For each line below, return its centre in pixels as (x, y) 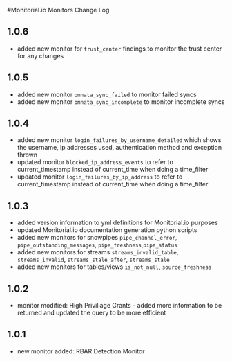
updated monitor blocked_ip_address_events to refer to (95, 162)
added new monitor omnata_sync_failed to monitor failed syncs (107, 94)
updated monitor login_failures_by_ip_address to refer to (100, 177)
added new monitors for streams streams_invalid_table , (98, 252)
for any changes (40, 55)
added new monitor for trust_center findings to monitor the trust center (119, 49)
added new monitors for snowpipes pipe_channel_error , (97, 238)
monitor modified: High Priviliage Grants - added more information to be (119, 306)
